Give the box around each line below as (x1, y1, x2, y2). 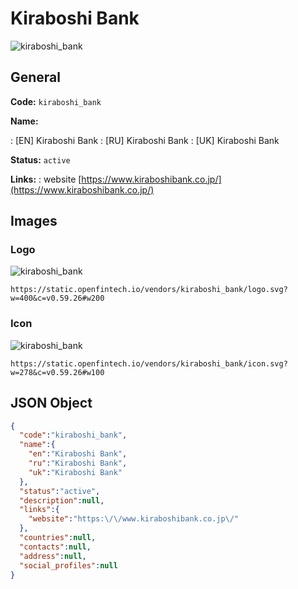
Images (10, 213, 58, 230)
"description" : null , (19, 495, 105, 506)
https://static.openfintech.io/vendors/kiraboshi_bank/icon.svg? (10, 358, 288, 369)
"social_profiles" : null (19, 560, 118, 571)
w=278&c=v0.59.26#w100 (10, 367, 105, 377)
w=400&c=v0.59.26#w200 (10, 293, 105, 304)
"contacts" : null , (19, 542, 92, 552)
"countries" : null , (19, 533, 97, 543)
